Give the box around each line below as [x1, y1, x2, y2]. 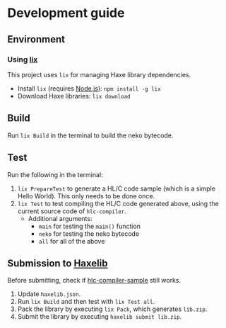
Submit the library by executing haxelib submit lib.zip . [17, 312, 182, 321]
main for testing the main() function [38, 222, 141, 230]
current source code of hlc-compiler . [17, 207, 127, 215]
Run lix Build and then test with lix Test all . [17, 298, 155, 306]
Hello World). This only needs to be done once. [17, 191, 155, 200]
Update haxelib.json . [17, 290, 81, 298]
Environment [7, 33, 66, 45]
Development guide [7, 5, 125, 21]
